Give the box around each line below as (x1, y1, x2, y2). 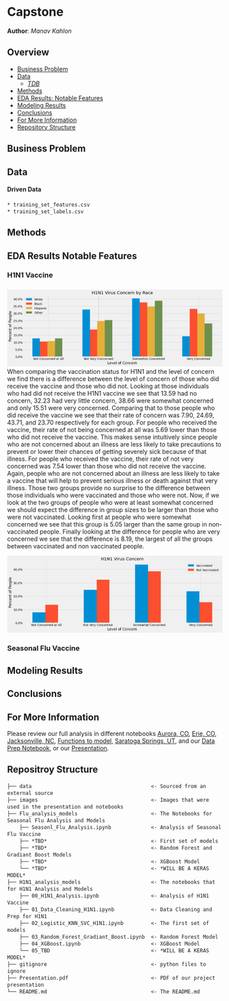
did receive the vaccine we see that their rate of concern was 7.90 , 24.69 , (7, 411, 215, 420)
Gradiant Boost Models (7, 851, 72, 858)
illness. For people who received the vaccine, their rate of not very (7, 455, 194, 463)
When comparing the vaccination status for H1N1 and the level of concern (7, 368, 215, 376)
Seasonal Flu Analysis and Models (7, 817, 106, 824)
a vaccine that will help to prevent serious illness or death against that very (7, 477, 218, 485)
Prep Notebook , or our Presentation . (7, 744, 109, 752)
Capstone (7, 4, 64, 20)
